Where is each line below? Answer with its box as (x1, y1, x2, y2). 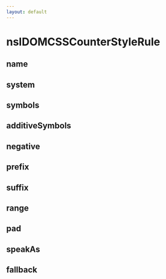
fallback (6, 264, 37, 275)
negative (6, 141, 40, 151)
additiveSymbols (6, 120, 71, 131)
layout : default (6, 8, 47, 15)
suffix (6, 182, 29, 192)
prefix (6, 162, 30, 172)
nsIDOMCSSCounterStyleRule (6, 34, 161, 48)
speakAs (6, 244, 40, 254)
